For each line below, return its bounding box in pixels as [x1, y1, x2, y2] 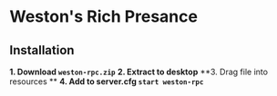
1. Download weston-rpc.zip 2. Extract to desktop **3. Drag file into [9, 66, 269, 77]
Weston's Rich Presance [9, 6, 199, 27]
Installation [9, 43, 75, 58]
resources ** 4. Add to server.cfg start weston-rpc [9, 76, 204, 87]
